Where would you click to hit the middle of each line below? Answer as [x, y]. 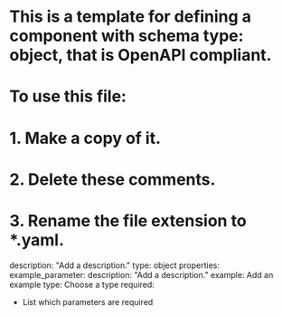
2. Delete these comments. [113, 179]
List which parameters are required [88, 302]
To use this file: [68, 96]
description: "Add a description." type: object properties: [114, 265]
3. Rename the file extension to [128, 220]
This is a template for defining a [130, 17]
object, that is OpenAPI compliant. [141, 55]
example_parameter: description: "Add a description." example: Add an [141, 274]
